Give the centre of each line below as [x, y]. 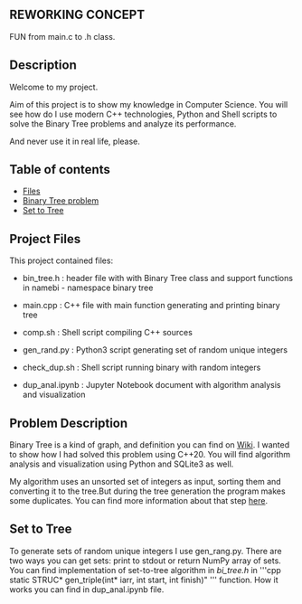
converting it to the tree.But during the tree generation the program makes [148, 491]
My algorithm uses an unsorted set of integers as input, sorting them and [146, 482]
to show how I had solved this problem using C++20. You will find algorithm [150, 455]
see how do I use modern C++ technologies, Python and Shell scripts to [143, 114]
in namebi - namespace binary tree [88, 288]
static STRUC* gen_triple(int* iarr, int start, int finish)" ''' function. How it [144, 580]
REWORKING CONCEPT [77, 15]
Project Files [45, 239]
